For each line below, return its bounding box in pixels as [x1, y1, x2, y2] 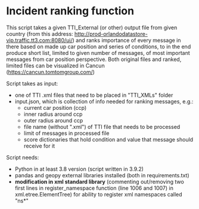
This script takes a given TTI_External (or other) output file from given [6, 24, 178, 31]
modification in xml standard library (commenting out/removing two [14, 178, 185, 185]
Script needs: [6, 153, 39, 161]
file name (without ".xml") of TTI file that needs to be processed [23, 123, 181, 130]
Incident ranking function [6, 4, 135, 18]
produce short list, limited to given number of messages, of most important [6, 49, 191, 56]
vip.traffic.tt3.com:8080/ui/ [6, 36, 73, 44]
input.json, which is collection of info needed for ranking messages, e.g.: [14, 97, 194, 105]
